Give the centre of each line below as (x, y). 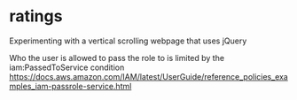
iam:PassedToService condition (67, 67)
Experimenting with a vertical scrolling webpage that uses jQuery (128, 41)
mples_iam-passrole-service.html (70, 86)
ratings (36, 16)
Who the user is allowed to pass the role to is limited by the (117, 58)
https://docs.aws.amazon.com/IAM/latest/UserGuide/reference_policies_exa (148, 76)
